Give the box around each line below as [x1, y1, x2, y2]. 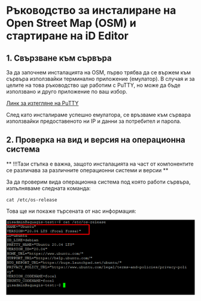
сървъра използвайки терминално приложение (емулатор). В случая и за [6, 76, 195, 82]
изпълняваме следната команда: [6, 184, 91, 192]
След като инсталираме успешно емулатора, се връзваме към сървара [6, 112, 191, 118]
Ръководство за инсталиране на [6, 4, 176, 17]
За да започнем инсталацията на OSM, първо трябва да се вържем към [6, 69, 191, 76]
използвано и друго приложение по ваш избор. [6, 88, 127, 95]
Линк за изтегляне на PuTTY [6, 100, 79, 107]
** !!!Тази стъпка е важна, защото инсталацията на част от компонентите [6, 160, 194, 167]
